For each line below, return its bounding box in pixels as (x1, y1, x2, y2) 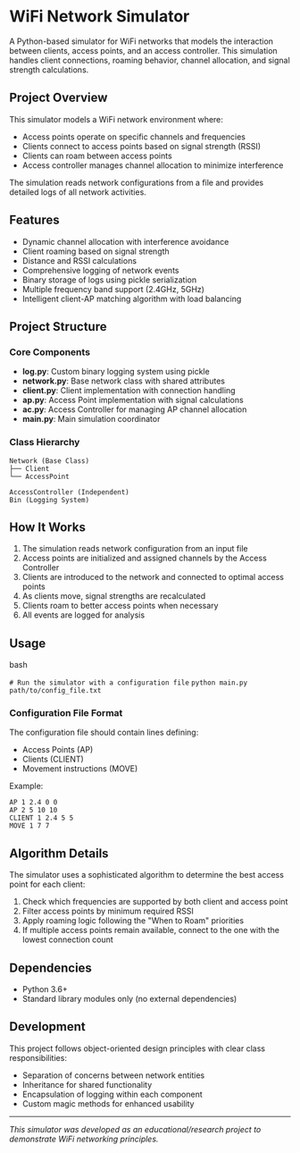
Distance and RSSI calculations (21, 255, 137, 265)
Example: (9, 780, 44, 792)
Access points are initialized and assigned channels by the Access (21, 552, 268, 564)
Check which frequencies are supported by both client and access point (21, 896, 288, 907)
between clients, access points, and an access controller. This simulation (9, 45, 279, 55)
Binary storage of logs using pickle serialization (21, 274, 197, 285)
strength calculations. (9, 64, 89, 75)
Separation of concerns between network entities (21, 1070, 205, 1081)
